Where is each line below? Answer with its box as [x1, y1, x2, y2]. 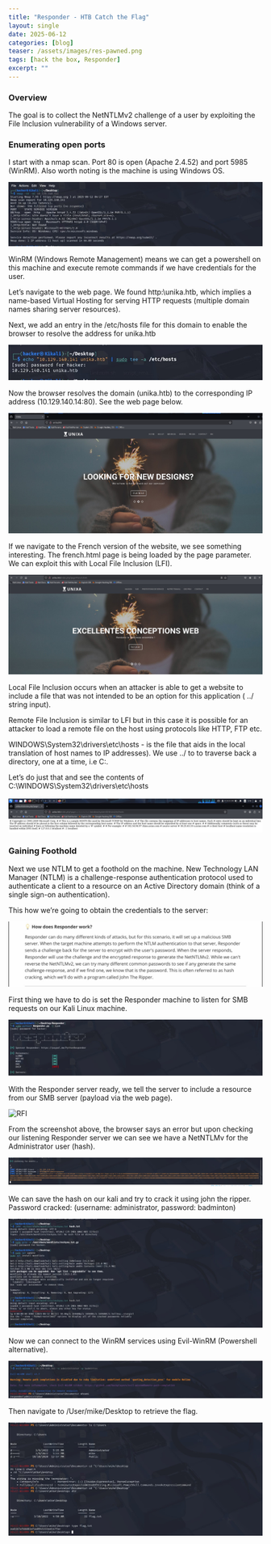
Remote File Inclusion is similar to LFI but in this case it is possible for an [8, 716, 248, 725]
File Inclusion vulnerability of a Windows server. [8, 119, 168, 129]
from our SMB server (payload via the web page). [8, 1093, 173, 1102]
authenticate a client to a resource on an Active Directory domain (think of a [8, 881, 261, 890]
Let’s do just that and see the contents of [8, 772, 144, 782]
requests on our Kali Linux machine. [8, 1004, 127, 1013]
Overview [8, 91, 48, 103]
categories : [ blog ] [8, 39, 74, 47]
